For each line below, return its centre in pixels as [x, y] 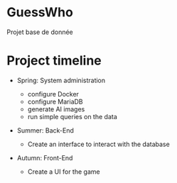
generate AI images [56, 109]
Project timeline [54, 61]
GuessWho [40, 12]
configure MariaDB [55, 101]
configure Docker [53, 94]
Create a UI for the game [64, 172]
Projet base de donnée [40, 32]
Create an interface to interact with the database [98, 144]
